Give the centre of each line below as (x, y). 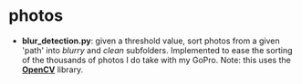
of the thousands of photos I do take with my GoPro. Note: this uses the (156, 60)
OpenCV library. (52, 70)
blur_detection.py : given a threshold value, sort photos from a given (151, 41)
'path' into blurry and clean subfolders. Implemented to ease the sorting (157, 50)
